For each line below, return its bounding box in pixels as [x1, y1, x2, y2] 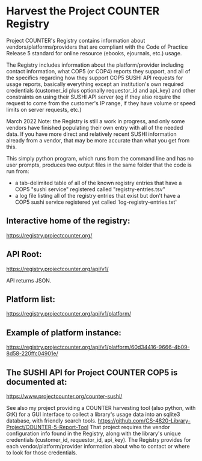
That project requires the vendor [90, 424, 170, 430]
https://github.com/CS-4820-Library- [97, 417, 191, 424]
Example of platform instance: [6, 328, 122, 338]
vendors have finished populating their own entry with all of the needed [6, 124, 183, 131]
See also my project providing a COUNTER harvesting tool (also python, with [6, 405, 196, 411]
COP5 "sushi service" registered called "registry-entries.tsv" [14, 185, 165, 193]
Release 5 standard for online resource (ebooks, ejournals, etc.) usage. [6, 49, 182, 56]
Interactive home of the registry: [6, 216, 130, 226]
